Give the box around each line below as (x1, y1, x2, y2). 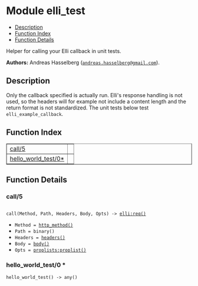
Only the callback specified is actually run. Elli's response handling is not (6, 91, 183, 98)
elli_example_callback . (6, 110, 64, 117)
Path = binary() (14, 228, 55, 235)
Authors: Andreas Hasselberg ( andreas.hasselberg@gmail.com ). (6, 59, 160, 66)
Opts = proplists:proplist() (14, 247, 87, 254)
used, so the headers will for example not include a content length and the (6, 98, 187, 105)
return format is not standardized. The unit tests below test (6, 104, 149, 111)
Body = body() (14, 241, 49, 247)
